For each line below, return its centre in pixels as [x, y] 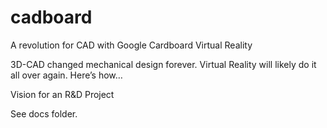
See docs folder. [44, 113]
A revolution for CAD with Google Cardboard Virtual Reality [131, 45]
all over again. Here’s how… [66, 75]
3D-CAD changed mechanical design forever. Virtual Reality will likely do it [163, 64]
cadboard [51, 17]
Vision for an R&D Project [62, 94]
